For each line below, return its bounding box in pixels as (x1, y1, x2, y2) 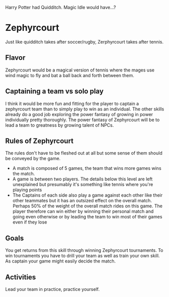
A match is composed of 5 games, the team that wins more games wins (12, 165, 161, 171)
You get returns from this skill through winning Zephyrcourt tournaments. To (5, 247, 163, 253)
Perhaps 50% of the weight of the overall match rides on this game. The (12, 203, 163, 209)
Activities (5, 273, 36, 281)
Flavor (5, 53, 26, 62)
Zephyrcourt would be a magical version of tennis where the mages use (5, 67, 155, 73)
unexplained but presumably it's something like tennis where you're (12, 181, 153, 188)
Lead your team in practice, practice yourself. (5, 286, 100, 292)
